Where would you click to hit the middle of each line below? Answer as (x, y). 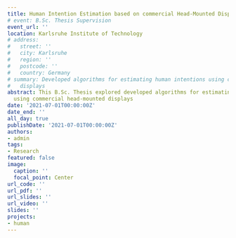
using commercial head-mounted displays (73, 99)
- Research (23, 151)
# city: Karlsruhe (38, 54)
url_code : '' (26, 184)
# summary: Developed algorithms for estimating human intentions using (116, 79)
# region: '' (29, 60)
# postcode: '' (33, 66)
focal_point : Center (44, 177)
